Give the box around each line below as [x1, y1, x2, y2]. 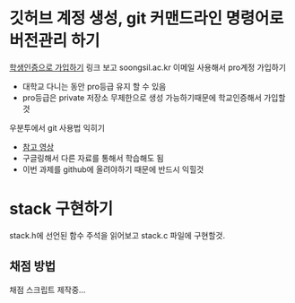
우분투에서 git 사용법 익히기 [9, 122, 106, 133]
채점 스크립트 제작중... [9, 284, 86, 295]
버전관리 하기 [9, 30, 100, 51]
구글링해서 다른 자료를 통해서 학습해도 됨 [22, 152, 164, 163]
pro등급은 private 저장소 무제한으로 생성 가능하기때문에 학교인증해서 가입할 [22, 91, 286, 103]
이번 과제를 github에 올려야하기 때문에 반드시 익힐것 [22, 163, 204, 175]
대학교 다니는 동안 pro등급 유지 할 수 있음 [22, 81, 167, 91]
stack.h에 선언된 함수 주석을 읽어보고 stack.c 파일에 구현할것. [9, 229, 226, 240]
